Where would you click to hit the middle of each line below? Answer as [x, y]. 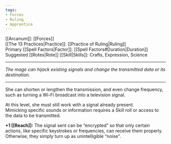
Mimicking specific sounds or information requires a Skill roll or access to [82, 110]
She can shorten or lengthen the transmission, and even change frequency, [84, 90]
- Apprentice [19, 24]
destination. [18, 75]
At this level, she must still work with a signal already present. [70, 105]
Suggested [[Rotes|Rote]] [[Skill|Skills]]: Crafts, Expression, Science [76, 55]
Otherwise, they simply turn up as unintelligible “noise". [63, 136]
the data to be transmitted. [33, 116]
